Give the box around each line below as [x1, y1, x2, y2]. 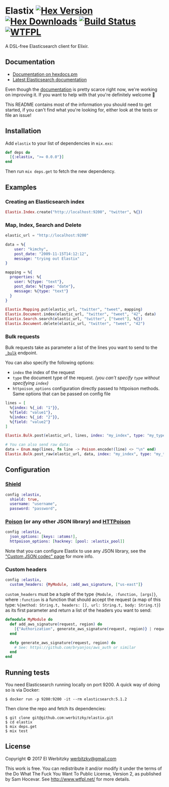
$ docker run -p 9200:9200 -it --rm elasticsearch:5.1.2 [5, 696, 127, 702]
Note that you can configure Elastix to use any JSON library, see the [5, 548, 146, 554]
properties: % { [10, 275, 42, 280]
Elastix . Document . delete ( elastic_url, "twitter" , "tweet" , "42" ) [5, 321, 145, 326]
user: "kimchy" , [14, 247, 49, 252]
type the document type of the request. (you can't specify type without [12, 375, 160, 381]
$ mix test [5, 729, 28, 734]
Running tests [5, 668, 50, 677]
